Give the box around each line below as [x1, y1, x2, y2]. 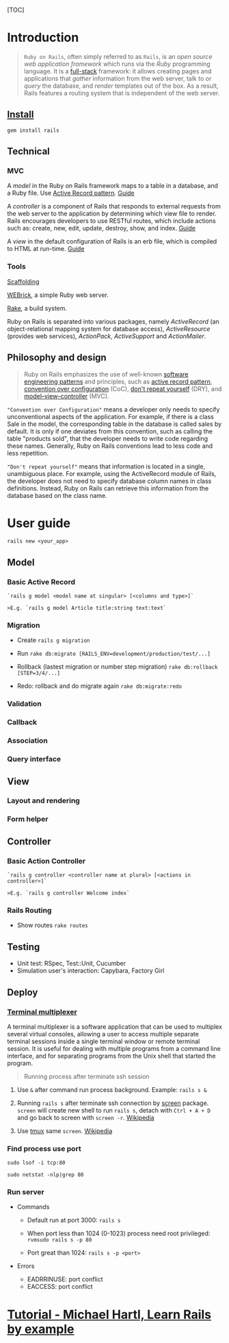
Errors [16, 1262, 35, 1270]
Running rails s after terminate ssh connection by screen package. [16, 1099, 209, 1107]
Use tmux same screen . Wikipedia [16, 1126, 113, 1134]
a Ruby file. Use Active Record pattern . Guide [7, 189, 135, 198]
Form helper [7, 814, 49, 824]
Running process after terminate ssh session [23, 1072, 150, 1080]
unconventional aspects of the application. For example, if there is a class [7, 412, 214, 420]
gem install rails [7, 127, 59, 134]
